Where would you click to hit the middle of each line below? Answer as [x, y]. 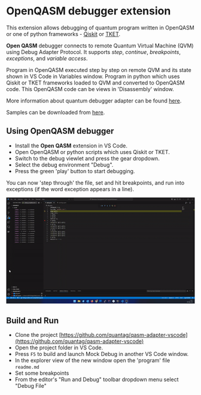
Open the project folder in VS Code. [59, 348]
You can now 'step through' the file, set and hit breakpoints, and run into [95, 183]
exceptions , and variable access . [47, 58]
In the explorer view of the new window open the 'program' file [92, 360]
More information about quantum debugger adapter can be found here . [94, 101]
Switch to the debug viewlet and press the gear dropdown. [87, 158]
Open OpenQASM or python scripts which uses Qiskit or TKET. [92, 152]
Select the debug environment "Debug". [64, 165]
